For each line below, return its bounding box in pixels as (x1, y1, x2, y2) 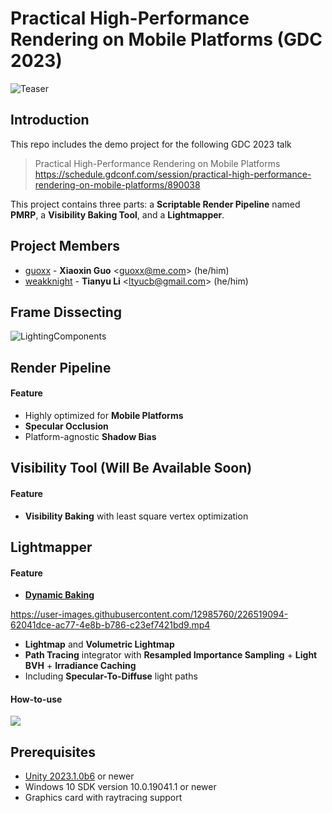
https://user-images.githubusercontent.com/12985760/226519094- (10, 608, 289, 621)
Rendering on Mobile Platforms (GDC (10, 28, 323, 51)
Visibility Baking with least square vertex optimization (24, 510, 249, 522)
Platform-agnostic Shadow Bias (24, 430, 157, 442)
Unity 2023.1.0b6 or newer (24, 770, 135, 782)
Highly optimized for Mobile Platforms (24, 409, 184, 421)
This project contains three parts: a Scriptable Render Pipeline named (10, 198, 301, 210)
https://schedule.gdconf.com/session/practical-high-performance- (34, 168, 312, 180)
